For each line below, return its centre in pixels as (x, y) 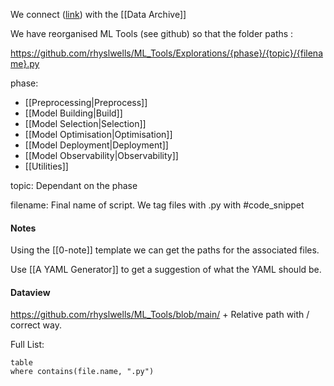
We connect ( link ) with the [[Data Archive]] (98, 14)
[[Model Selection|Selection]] (85, 123)
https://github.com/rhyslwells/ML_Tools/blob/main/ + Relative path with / (160, 315)
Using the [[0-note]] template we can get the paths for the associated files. (165, 250)
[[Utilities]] (46, 166)
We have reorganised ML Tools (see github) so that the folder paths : (152, 33)
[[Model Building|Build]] (73, 113)
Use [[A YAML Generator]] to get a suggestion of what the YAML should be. (166, 270)
